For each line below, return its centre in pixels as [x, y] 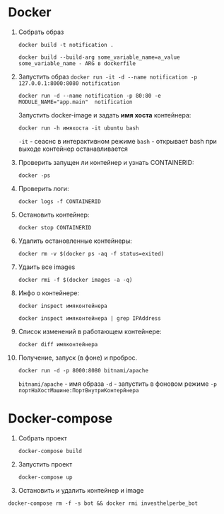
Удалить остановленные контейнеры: [75, 241]
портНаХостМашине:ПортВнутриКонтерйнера [78, 390]
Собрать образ [41, 32]
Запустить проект [45, 464]
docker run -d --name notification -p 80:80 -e [89, 96]
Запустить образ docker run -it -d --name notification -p [107, 76]
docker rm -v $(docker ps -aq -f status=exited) [91, 253]
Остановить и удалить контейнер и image [81, 490]
